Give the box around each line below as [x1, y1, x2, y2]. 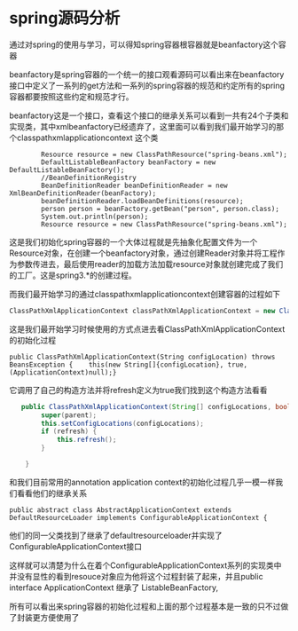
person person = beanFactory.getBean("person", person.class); [41, 204, 279, 213]
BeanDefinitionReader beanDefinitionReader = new [41, 181, 228, 190]
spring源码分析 [9, 8, 121, 28]
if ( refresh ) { [41, 427, 98, 436]
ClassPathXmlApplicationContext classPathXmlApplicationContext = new [9, 306, 276, 315]
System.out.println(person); [41, 212, 149, 221]
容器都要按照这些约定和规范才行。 [9, 91, 134, 102]
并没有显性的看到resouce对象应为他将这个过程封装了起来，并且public [9, 571, 263, 581]
